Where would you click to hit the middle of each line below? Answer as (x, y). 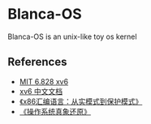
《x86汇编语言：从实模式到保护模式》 (81, 101)
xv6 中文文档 (41, 91)
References (37, 62)
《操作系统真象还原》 (55, 111)
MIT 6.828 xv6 (44, 81)
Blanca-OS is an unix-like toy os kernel (72, 36)
